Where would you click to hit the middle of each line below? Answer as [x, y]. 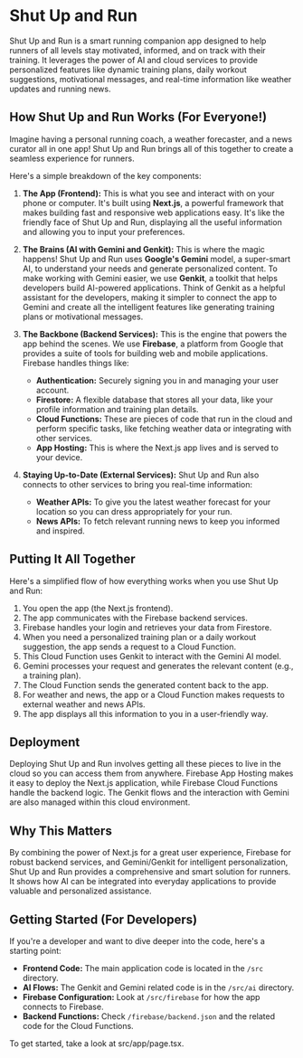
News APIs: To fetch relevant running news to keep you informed [158, 521]
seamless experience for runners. [72, 158]
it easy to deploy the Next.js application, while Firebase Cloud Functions [144, 783]
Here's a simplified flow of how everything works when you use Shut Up [144, 581]
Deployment [45, 742]
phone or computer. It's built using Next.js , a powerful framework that [153, 203]
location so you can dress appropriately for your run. [134, 511]
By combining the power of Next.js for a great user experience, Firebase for [150, 853]
